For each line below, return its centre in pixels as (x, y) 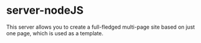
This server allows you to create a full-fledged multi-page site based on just (101, 27)
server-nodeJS (45, 10)
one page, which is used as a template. (55, 33)
